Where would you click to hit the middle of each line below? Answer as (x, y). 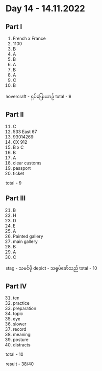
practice (21, 303)
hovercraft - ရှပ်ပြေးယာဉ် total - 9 (38, 96)
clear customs (27, 163)
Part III (16, 199)
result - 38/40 (20, 364)
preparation (24, 308)
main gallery (25, 241)
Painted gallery (28, 236)
